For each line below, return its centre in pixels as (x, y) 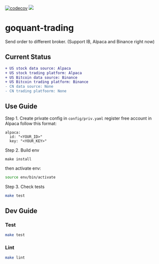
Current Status (28, 57)
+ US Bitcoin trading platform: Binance (47, 82)
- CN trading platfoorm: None (36, 91)
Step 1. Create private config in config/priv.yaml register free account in (78, 118)
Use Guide (21, 106)
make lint (15, 258)
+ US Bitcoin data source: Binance (41, 78)
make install (18, 159)
